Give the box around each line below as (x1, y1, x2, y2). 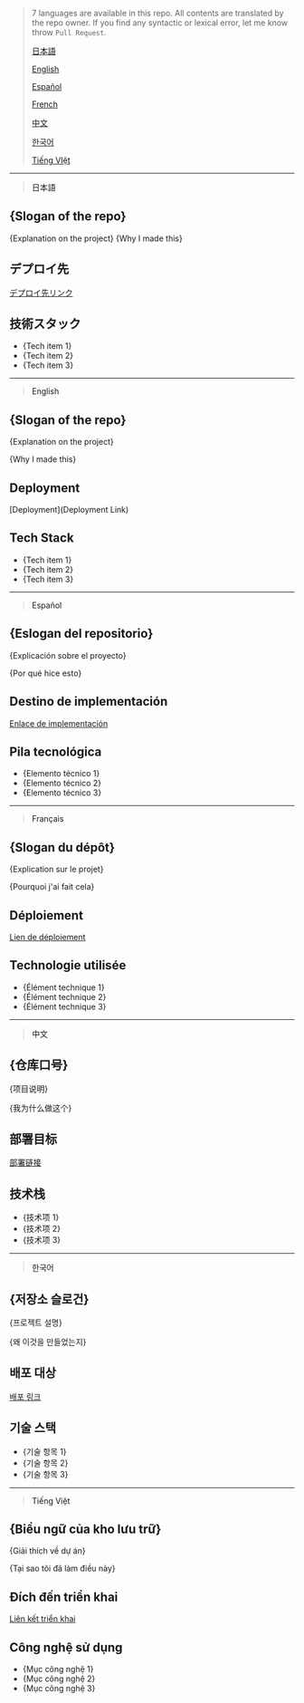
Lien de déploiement (9, 931, 86, 942)
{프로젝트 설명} (9, 1317, 63, 1328)
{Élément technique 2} (22, 991, 107, 1002)
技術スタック (9, 316, 81, 332)
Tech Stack (9, 530, 74, 546)
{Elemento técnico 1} (22, 768, 100, 779)
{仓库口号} (9, 1057, 69, 1073)
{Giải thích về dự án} (9, 1545, 86, 1556)
